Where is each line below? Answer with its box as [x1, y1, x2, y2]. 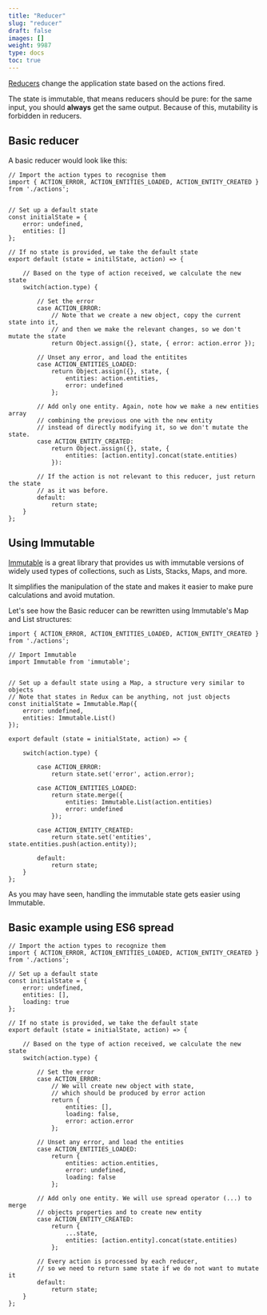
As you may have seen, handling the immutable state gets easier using [8, 889, 241, 898]
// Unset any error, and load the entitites [37, 353, 188, 361]
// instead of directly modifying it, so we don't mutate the [37, 423, 249, 431]
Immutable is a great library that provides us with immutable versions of [8, 558, 245, 567]
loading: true [22, 998, 70, 1006]
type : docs [8, 49, 45, 57]
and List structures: [8, 614, 72, 623]
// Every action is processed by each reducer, [37, 1257, 198, 1266]
